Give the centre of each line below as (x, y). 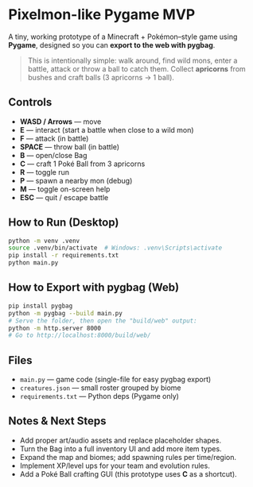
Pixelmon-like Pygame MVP (102, 15)
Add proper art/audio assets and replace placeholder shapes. (120, 440)
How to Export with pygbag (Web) (94, 288)
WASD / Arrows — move (60, 122)
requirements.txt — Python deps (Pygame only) (99, 396)
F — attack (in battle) (54, 138)
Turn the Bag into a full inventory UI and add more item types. (121, 448)
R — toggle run (45, 172)
